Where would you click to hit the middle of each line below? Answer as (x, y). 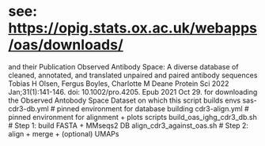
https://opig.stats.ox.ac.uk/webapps (133, 28)
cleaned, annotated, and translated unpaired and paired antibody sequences (133, 75)
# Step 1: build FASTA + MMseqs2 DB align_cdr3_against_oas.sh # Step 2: (129, 125)
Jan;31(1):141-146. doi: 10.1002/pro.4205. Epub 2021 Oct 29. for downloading (133, 92)
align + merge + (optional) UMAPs (64, 133)
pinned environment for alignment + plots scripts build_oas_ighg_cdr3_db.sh (132, 117)
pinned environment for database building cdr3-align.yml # (153, 108)
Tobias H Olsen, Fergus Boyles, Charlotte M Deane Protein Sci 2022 (119, 83)
